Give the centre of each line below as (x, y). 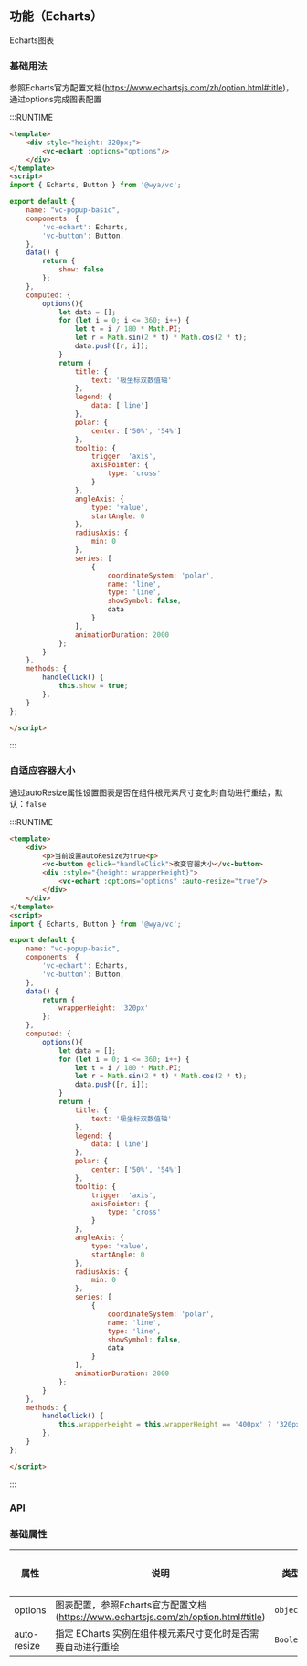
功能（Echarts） (56, 16)
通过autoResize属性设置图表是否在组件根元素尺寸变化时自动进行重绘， (143, 792)
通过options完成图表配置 (56, 100)
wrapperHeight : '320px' (103, 1008)
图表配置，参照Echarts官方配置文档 (131, 1605)
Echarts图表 (32, 40)
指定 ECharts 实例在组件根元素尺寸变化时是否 (153, 1633)
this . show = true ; (93, 686)
